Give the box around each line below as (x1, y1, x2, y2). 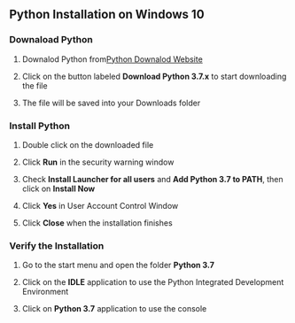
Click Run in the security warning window (21, 157, 175, 167)
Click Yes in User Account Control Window (21, 200, 179, 211)
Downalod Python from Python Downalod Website (21, 53, 204, 65)
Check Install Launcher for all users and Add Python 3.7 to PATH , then (21, 173, 283, 184)
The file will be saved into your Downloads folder (21, 97, 201, 108)
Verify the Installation (9, 239, 105, 251)
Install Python (9, 119, 71, 132)
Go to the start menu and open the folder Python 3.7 (21, 260, 215, 271)
